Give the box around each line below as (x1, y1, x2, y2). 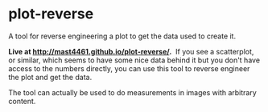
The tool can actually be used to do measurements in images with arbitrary (8, 87, 258, 97)
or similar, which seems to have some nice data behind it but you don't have (8, 55, 260, 65)
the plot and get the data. (8, 72, 93, 82)
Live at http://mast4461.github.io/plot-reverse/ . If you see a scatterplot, (8, 46, 254, 56)
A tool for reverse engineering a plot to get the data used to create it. (8, 31, 236, 41)
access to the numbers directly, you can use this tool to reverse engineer (8, 63, 250, 73)
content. (8, 96, 36, 106)
